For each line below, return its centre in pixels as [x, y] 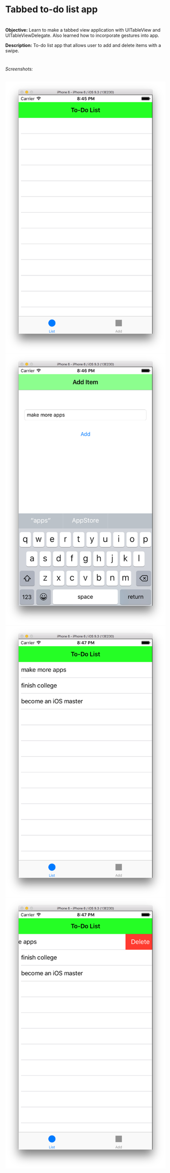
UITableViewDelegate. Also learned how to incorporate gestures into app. [82, 36]
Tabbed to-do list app [52, 9]
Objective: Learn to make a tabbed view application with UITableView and [83, 30]
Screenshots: [19, 69]
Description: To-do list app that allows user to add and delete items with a [83, 45]
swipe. [12, 51]
